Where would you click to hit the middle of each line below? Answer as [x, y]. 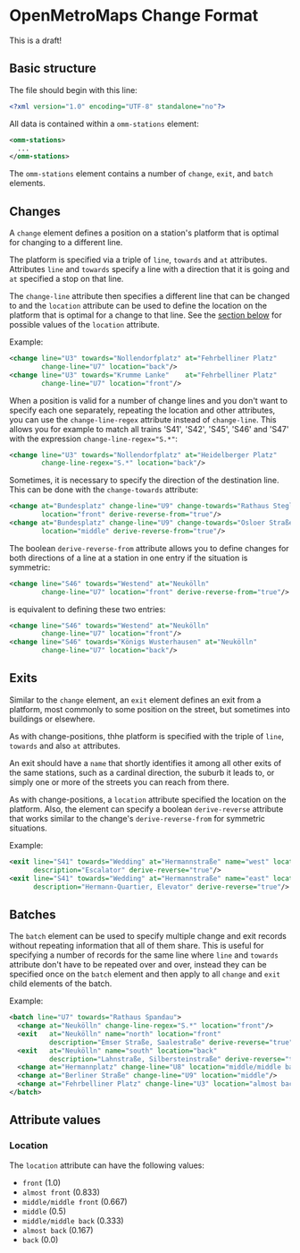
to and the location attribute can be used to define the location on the [138, 306]
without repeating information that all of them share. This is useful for [137, 946]
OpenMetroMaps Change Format [134, 16]
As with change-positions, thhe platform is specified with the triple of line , [146, 736]
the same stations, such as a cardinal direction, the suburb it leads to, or [142, 772]
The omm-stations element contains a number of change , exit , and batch [142, 174]
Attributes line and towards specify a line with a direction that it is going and [150, 269]
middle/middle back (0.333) [73, 1220]
